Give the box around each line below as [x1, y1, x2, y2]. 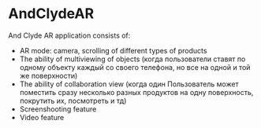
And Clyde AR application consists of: [8, 31, 131, 40]
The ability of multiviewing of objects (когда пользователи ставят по [19, 54, 246, 64]
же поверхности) [19, 71, 78, 80]
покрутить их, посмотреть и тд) [19, 96, 127, 105]
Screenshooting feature [19, 104, 97, 114]
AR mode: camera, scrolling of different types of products [19, 46, 207, 55]
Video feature [19, 112, 65, 122]
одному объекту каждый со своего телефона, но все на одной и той [19, 62, 251, 71]
